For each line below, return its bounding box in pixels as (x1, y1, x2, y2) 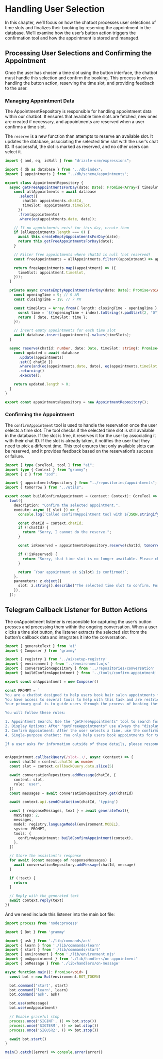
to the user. (5, 85, 28, 91)
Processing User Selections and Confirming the (5, 49, 152, 57)
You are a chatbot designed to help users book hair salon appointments (5, 693, 155, 697)
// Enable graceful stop (9, 1014, 60, 1019)
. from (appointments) (17, 212, 60, 217)
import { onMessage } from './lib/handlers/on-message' (5, 961, 120, 966)
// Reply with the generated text (9, 894, 79, 898)
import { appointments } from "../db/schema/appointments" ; (5, 171, 130, 176)
